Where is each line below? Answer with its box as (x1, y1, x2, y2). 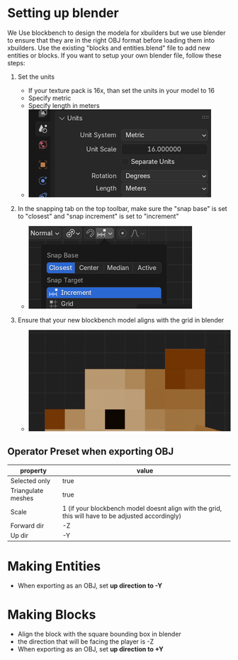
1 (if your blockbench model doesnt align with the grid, (62, 504, 222, 512)
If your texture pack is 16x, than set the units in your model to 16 (28, 86, 215, 94)
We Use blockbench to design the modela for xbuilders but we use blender (7, 28, 226, 37)
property (20, 466, 47, 475)
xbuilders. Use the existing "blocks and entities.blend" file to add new (7, 43, 210, 52)
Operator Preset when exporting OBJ (7, 445, 174, 458)
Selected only (10, 477, 51, 485)
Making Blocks (7, 606, 96, 622)
